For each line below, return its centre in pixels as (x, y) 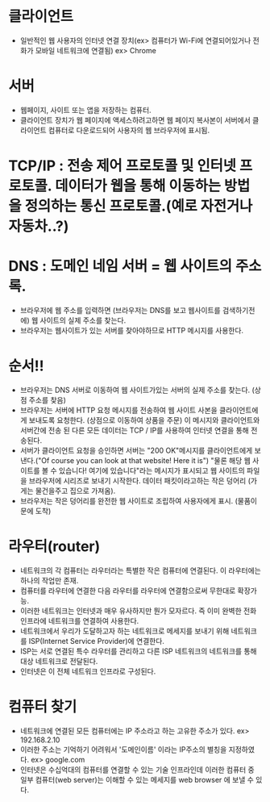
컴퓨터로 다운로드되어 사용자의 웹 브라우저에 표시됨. (129, 130)
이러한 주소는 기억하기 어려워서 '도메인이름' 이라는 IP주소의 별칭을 (123, 749)
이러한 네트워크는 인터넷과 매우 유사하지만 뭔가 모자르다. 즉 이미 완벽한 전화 (138, 611)
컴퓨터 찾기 (43, 707)
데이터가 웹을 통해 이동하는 (138, 186)
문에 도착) (35, 511)
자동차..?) (39, 226)
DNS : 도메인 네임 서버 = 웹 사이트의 (120, 266)
